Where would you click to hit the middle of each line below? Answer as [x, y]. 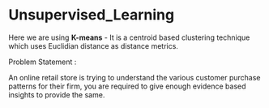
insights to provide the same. [57, 94]
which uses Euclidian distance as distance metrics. [93, 45]
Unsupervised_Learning [92, 15]
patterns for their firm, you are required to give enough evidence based [127, 86]
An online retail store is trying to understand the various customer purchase [134, 77]
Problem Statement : [43, 62]
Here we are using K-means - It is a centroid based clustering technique [129, 37]
